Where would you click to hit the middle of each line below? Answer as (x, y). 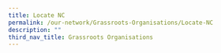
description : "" (35, 30)
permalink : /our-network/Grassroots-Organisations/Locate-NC (111, 23)
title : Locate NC (37, 15)
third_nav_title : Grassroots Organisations (81, 37)
